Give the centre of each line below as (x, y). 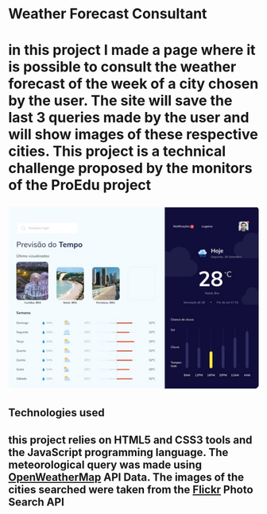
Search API (37, 502)
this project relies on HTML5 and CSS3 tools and (130, 440)
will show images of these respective (133, 135)
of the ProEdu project (80, 186)
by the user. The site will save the (120, 101)
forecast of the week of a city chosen (133, 84)
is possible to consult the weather (122, 67)
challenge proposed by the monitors (130, 168)
